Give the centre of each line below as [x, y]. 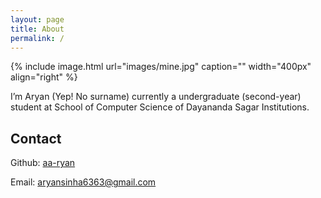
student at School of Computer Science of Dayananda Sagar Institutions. [160, 107]
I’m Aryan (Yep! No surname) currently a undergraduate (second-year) [156, 97]
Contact [36, 138]
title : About [37, 29]
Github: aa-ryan [43, 163]
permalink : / [37, 38]
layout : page [37, 19]
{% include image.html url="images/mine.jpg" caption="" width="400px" [161, 67]
